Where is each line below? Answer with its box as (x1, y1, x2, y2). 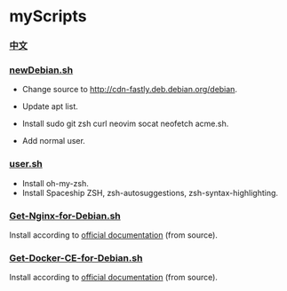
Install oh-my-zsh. (21, 177, 89, 188)
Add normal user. (21, 136, 86, 146)
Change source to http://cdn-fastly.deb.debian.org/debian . (21, 84, 238, 95)
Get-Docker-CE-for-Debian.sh (9, 251, 143, 263)
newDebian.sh (9, 64, 74, 76)
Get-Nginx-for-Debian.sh (9, 209, 122, 222)
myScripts (9, 6, 87, 27)
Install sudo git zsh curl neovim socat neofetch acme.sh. (21, 118, 229, 130)
